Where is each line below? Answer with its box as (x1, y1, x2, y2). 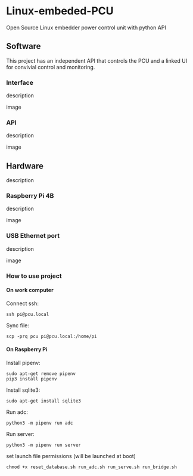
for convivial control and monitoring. (6, 63, 95, 70)
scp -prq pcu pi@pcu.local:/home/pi (6, 333, 97, 339)
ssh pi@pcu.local (6, 311, 49, 317)
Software (6, 41, 41, 51)
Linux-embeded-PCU (6, 4, 114, 18)
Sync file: (6, 321, 30, 329)
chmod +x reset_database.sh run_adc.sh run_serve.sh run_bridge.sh (6, 464, 178, 470)
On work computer (6, 287, 54, 294)
